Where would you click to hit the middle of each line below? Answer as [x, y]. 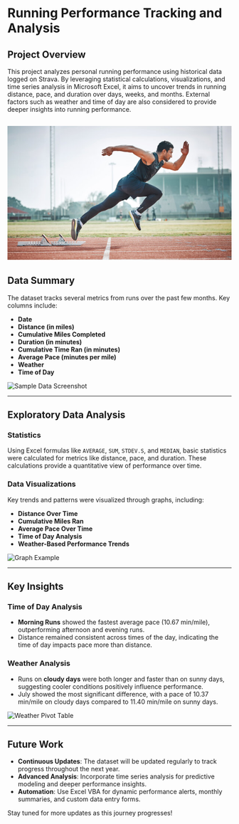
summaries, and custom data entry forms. [79, 799]
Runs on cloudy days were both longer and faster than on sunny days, [121, 679]
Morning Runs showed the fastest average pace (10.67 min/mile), [113, 622]
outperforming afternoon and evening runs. [81, 630]
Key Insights [36, 586]
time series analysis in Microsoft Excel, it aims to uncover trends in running [117, 86]
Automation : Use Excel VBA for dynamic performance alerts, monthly [120, 792]
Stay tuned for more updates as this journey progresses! [90, 813]
